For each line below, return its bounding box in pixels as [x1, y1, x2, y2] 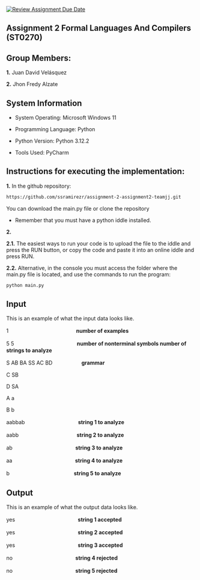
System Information [6, 98, 82, 108]
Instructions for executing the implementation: [6, 166, 185, 177]
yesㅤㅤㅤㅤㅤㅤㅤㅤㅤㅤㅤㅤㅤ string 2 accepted [6, 529, 123, 536]
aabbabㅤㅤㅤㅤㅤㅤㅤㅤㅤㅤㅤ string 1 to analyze [6, 419, 125, 426]
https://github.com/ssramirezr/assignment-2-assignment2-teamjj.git [6, 194, 181, 200]
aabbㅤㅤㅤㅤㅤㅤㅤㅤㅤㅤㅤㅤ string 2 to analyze [6, 431, 124, 439]
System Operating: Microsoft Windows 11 [14, 114, 117, 122]
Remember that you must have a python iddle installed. [14, 217, 151, 224]
